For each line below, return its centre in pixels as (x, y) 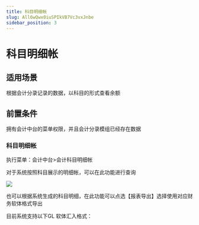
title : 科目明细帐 (27, 12)
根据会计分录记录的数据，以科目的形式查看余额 (63, 93)
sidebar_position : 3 (32, 23)
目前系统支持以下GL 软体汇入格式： (49, 216)
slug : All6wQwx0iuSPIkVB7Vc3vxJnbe (50, 17)
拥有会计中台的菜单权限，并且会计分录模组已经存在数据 (73, 129)
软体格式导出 (27, 204)
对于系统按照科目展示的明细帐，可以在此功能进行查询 (71, 172)
